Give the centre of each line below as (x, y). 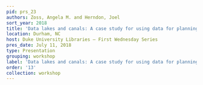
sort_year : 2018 (27, 23)
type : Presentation (31, 51)
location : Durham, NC (34, 34)
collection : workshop (34, 73)
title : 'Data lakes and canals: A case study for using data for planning (102, 28)
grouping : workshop (31, 56)
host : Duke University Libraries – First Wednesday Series (82, 40)
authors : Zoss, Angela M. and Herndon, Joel (63, 17)
